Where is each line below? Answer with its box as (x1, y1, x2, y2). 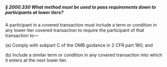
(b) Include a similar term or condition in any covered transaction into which (5, 51, 162, 57)
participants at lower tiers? (5, 9, 64, 15)
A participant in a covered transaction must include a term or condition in (5, 21, 157, 27)
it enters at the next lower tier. (5, 57, 68, 63)
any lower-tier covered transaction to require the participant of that (5, 27, 145, 33)
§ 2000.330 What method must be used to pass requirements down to (5, 4, 156, 10)
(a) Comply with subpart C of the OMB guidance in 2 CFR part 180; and (5, 42, 153, 48)
